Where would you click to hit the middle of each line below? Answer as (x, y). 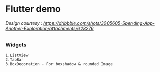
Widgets (16, 45)
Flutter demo (33, 9)
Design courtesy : (24, 23)
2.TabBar (15, 60)
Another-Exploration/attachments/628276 (49, 28)
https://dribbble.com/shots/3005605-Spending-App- (99, 23)
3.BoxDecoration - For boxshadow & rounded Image (59, 64)
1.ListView (17, 55)
